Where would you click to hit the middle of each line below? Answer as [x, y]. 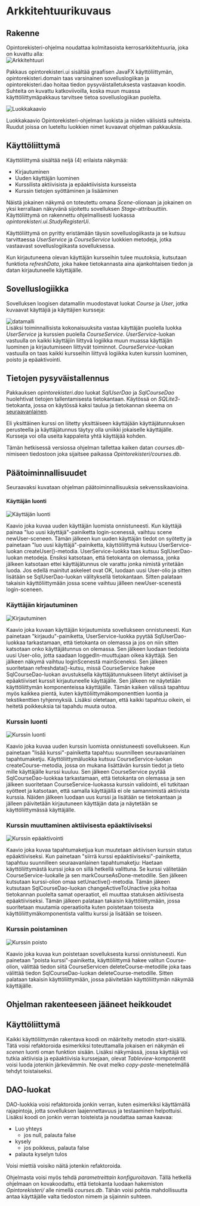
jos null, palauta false [50, 1135]
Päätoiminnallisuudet [47, 473]
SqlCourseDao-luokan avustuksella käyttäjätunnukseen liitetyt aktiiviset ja [97, 674]
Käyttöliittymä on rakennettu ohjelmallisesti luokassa [71, 215]
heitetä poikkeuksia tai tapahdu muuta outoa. [61, 706]
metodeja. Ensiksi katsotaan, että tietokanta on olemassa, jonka [102, 557]
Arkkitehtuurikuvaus [59, 11]
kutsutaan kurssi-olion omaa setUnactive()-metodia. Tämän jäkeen [88, 882]
